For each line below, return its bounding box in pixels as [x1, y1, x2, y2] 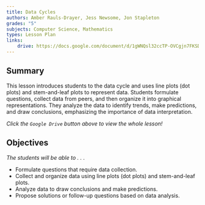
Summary [6, 65, 45, 76]
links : [6, 37, 23, 43]
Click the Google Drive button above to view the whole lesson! [6, 120, 163, 127]
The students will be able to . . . [6, 154, 85, 161]
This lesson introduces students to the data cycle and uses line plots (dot [6, 82, 190, 89]
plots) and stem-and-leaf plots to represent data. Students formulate [6, 88, 179, 95]
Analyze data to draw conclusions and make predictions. [15, 185, 158, 193]
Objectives [6, 138, 49, 148]
